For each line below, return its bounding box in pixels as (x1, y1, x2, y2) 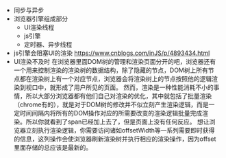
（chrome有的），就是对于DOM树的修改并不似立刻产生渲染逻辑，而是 (13, 100, 209, 109)
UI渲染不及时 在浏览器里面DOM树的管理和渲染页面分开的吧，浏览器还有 (13, 58, 216, 65)
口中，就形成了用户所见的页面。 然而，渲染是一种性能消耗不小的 (32, 83, 214, 91)
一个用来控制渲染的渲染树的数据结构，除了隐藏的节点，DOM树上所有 (13, 66, 209, 74)
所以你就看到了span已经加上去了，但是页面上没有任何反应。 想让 (25, 117, 210, 126)
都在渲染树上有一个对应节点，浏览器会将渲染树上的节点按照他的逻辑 (19, 75, 212, 82)
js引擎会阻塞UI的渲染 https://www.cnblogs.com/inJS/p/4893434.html (13, 49, 210, 57)
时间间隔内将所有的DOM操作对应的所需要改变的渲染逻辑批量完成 (19, 109, 203, 117)
